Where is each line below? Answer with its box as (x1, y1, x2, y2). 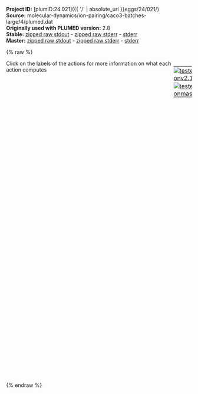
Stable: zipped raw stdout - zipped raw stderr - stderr (6, 31, 137, 38)
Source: (6, 12, 27, 19)
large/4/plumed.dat (6, 18, 53, 25)
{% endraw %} (6, 382, 42, 389)
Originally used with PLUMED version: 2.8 (6, 24, 111, 31)
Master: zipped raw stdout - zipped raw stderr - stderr (6, 37, 140, 44)
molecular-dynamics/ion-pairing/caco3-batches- (27, 12, 147, 19)
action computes (6, 66, 47, 73)
